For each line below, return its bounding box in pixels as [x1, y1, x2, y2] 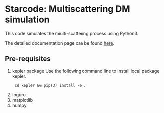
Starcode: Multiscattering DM [5, 3, 130, 15]
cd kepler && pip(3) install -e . [14, 83, 86, 88]
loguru [12, 91, 26, 98]
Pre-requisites [5, 55, 51, 63]
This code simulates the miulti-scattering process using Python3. [5, 30, 139, 36]
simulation [5, 14, 50, 25]
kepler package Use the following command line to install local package [12, 68, 160, 74]
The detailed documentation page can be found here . [5, 40, 115, 46]
